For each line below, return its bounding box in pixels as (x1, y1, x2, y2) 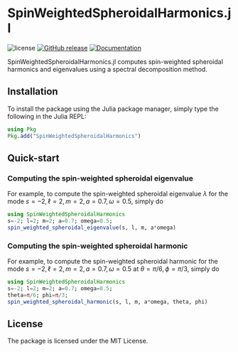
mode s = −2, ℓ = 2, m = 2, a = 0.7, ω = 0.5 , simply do (7, 197, 163, 206)
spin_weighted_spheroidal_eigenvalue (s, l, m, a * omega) (7, 224, 176, 231)
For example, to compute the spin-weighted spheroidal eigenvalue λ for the (7, 190, 229, 198)
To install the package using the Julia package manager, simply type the (7, 105, 219, 113)
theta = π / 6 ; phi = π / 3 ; (7, 292, 69, 299)
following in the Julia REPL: (7, 112, 87, 120)
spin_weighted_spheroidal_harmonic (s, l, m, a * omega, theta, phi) (7, 298, 208, 305)
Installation (7, 85, 58, 97)
